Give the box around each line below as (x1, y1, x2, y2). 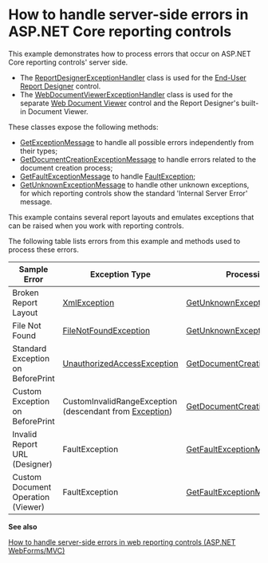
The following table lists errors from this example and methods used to (8, 236, 241, 246)
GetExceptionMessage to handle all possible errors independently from (19, 137, 254, 147)
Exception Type (90, 269, 152, 280)
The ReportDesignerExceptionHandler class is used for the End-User (19, 73, 247, 82)
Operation (12, 491, 50, 502)
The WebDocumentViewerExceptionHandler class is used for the (19, 89, 234, 99)
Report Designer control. (19, 81, 101, 91)
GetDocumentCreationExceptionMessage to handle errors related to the (19, 154, 257, 164)
